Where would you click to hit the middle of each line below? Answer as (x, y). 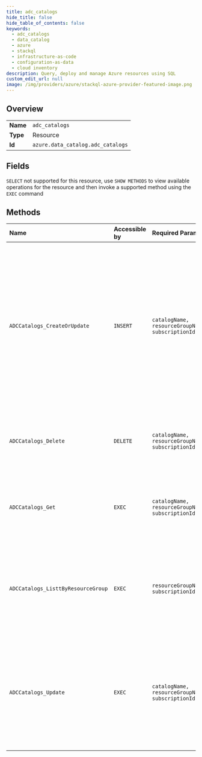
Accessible (130, 229)
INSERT (123, 326)
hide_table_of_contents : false (45, 23)
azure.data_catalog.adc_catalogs (80, 145)
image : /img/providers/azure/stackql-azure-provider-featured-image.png (99, 85)
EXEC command (25, 193)
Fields (18, 166)
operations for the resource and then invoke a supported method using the (99, 187)
